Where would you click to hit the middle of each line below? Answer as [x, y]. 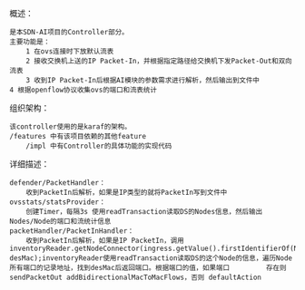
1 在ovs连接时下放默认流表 [70, 52]
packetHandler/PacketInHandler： [72, 231]
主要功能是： [30, 42]
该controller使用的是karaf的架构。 [70, 127]
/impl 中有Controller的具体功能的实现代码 [99, 146]
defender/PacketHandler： [58, 183]
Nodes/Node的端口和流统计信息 [60, 221]
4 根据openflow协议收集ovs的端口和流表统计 [83, 90]
